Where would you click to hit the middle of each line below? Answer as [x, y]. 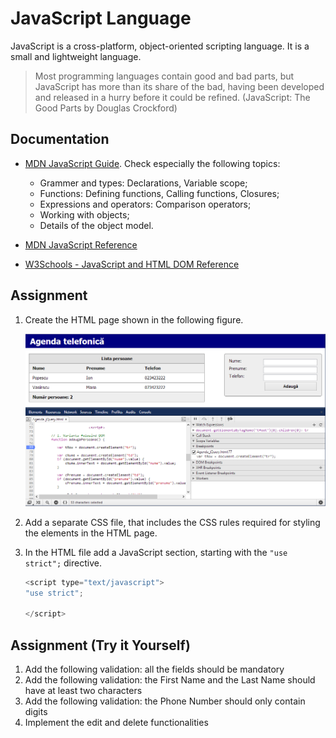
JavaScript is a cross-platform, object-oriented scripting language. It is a [160, 46]
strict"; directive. [63, 563]
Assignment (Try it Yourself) [100, 645]
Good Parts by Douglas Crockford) [106, 108]
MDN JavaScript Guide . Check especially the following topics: [152, 163]
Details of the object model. [96, 225]
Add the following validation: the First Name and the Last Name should [170, 680]
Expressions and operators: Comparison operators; [145, 204]
